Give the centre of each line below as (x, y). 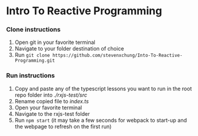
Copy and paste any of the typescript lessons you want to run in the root (103, 88)
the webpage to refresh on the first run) (63, 126)
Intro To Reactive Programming (84, 11)
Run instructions (31, 75)
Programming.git (35, 61)
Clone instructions (33, 30)
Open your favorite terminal (48, 107)
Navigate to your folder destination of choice (69, 49)
